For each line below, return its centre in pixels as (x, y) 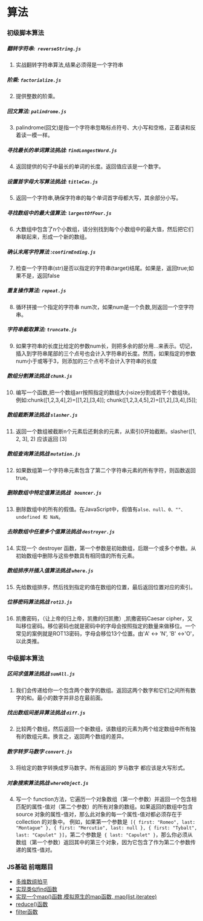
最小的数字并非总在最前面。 (71, 698)
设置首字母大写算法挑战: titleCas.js (53, 181)
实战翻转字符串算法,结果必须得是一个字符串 (69, 65)
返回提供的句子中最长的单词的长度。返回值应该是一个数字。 (90, 166)
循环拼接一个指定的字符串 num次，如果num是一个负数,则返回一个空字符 (105, 307)
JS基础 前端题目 (30, 867)
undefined (28, 517)
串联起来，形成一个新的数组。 (53, 236)
